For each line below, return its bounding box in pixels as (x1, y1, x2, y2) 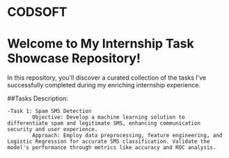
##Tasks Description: (7, 94, 68, 103)
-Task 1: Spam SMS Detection (7, 108, 92, 115)
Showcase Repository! (7, 51, 141, 67)
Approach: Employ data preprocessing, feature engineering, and (32, 132, 223, 139)
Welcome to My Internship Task (7, 36, 194, 52)
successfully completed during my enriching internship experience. (7, 81, 200, 89)
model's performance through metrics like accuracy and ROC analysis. (7, 144, 216, 151)
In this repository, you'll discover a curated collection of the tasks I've (7, 73, 207, 82)
